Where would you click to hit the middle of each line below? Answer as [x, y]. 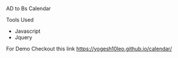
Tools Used [20, 20]
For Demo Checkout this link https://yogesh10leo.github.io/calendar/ [89, 49]
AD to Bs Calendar [29, 8]
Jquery [23, 37]
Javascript [27, 31]
